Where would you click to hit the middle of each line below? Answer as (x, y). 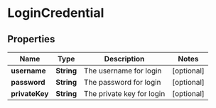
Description (124, 59)
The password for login (123, 82)
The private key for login (125, 94)
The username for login (123, 71)
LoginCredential (56, 13)
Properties (31, 39)
